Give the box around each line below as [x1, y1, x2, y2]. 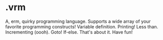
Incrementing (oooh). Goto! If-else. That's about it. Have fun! [5, 29, 133, 35]
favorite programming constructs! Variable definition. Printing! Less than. [5, 23, 158, 29]
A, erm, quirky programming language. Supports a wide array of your [5, 18, 151, 24]
